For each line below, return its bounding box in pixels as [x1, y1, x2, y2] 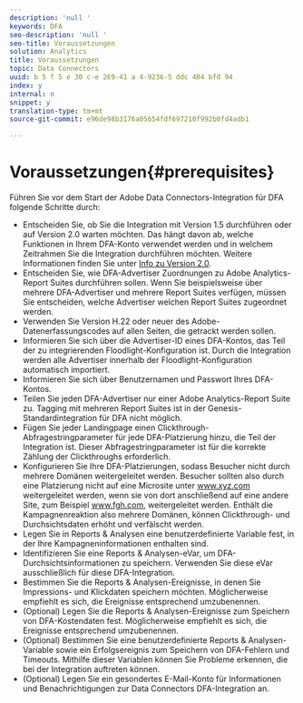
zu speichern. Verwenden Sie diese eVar [121, 557, 274, 568]
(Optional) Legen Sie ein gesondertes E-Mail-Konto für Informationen [22, 674, 281, 685]
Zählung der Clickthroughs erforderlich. [22, 451, 171, 462]
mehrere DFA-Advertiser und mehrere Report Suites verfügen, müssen [22, 287, 287, 298]
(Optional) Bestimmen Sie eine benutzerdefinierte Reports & [22, 635, 247, 646]
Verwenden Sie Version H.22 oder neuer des [22, 316, 191, 327]
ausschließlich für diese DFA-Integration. [22, 567, 175, 578]
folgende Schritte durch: [9, 202, 101, 213]
